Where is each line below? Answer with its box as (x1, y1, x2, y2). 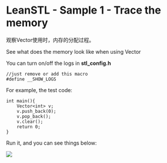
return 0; (16, 123, 41, 130)
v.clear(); (16, 119, 44, 125)
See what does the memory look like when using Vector (6, 48, 141, 55)
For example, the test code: (6, 86, 72, 93)
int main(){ (6, 98, 35, 104)
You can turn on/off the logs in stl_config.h (6, 60, 111, 67)
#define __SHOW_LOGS (6, 76, 57, 82)
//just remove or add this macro (6, 71, 88, 77)
